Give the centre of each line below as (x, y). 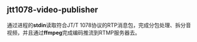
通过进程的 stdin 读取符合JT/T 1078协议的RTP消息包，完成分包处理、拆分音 (99, 25)
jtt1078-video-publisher (53, 10)
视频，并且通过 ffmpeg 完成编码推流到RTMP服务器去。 (74, 32)
